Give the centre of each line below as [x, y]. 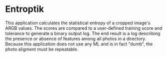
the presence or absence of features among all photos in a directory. [76, 39]
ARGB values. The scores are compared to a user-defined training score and [84, 28]
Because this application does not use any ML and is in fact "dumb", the [79, 44]
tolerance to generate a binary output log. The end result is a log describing [83, 33]
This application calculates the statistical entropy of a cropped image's [78, 23]
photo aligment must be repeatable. [42, 49]
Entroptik [25, 9]
